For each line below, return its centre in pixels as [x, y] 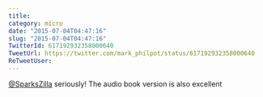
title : [19, 16]
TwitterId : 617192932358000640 [61, 46]
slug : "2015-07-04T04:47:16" [57, 38]
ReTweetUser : [30, 61]
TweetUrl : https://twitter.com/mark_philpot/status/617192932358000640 [131, 53]
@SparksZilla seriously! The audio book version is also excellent [115, 84]
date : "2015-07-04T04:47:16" [57, 31]
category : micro [36, 23]
